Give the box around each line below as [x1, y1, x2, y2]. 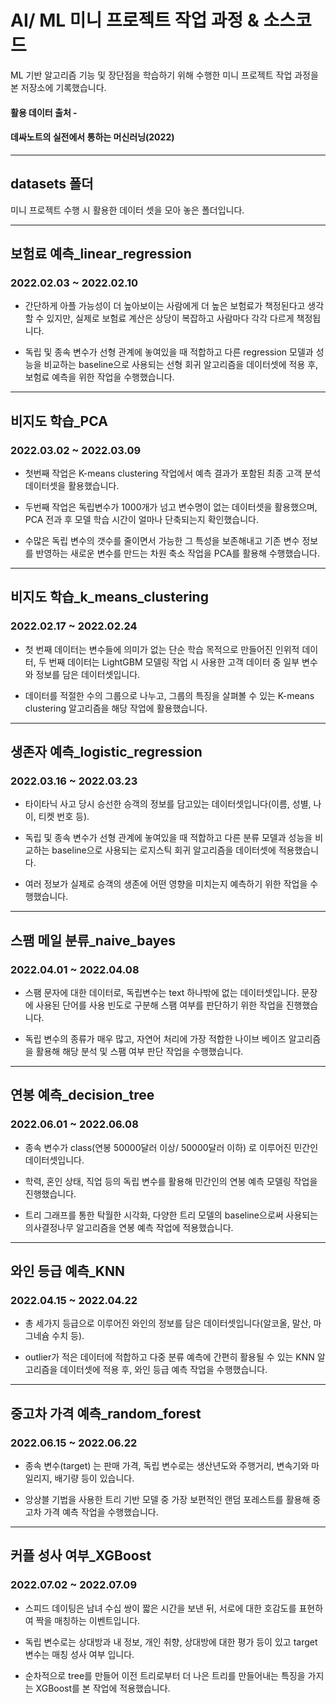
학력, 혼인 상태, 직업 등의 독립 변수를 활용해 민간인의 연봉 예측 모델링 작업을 [24, 1175, 318, 1187]
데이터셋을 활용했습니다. [24, 479, 120, 491]
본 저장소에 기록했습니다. [10, 81, 107, 93]
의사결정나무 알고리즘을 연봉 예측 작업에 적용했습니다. [24, 1221, 234, 1233]
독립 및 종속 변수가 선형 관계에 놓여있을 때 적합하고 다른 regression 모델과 [24, 346, 314, 358]
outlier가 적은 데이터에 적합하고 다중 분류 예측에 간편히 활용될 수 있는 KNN [24, 1351, 315, 1363]
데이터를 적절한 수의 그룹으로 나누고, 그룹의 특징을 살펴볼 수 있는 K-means [24, 689, 315, 701]
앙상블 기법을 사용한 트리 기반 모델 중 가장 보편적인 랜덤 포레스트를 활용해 [24, 1494, 311, 1506]
